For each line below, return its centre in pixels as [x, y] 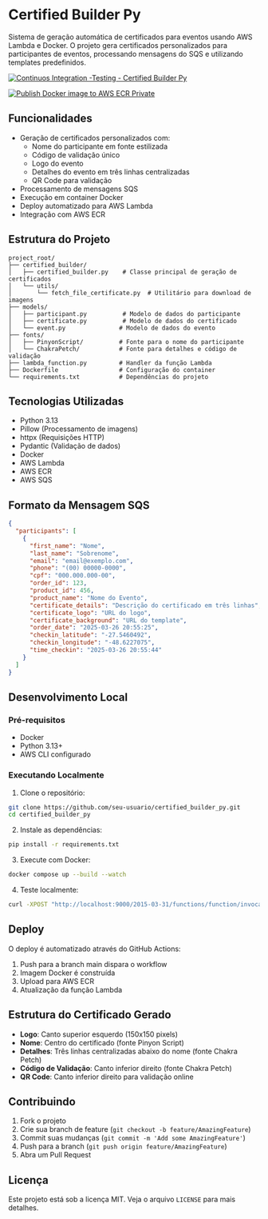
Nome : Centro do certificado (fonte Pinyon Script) [102, 1042]
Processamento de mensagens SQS [79, 189]
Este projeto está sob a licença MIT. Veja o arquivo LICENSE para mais [122, 1199]
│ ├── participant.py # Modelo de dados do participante [124, 314]
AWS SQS [36, 480]
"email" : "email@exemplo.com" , [81, 561]
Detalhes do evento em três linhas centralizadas [110, 172]
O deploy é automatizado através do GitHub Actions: [95, 949]
